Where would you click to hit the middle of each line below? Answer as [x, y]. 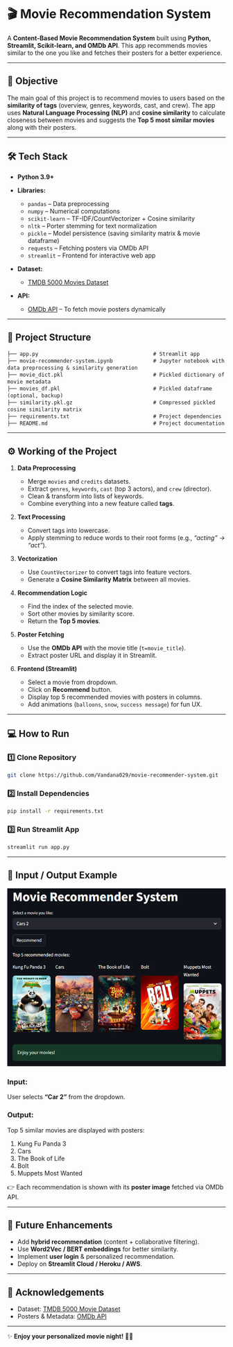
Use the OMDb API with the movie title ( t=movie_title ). [106, 648]
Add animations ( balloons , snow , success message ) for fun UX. [115, 704]
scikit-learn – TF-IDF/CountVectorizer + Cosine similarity [111, 218]
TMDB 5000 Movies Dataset [68, 282]
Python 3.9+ [35, 177]
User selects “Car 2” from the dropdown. [67, 1097]
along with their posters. [42, 127]
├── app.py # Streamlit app [103, 354]
